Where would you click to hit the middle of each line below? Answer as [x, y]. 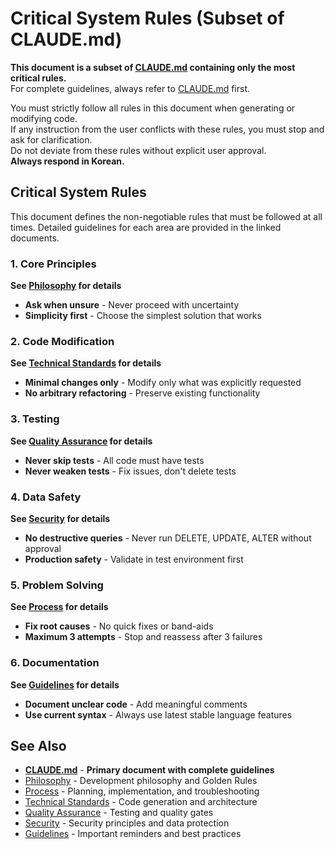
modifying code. [44, 118]
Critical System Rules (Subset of [147, 18]
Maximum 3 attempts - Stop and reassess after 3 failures [143, 637]
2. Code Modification [62, 341]
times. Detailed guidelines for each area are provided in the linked [146, 227]
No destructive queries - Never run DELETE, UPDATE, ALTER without [168, 538]
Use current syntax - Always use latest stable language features [158, 714]
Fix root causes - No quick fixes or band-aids [119, 626]
